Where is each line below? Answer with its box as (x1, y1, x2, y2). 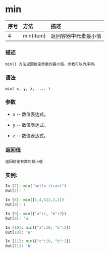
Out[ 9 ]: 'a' (5, 216, 30, 221)
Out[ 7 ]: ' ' (5, 188, 30, 193)
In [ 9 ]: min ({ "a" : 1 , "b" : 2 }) (5, 211, 67, 216)
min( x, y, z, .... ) (5, 86, 51, 91)
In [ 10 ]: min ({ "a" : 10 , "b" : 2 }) (5, 225, 71, 230)
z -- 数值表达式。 (12, 132, 49, 138)
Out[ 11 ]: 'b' (5, 243, 33, 248)
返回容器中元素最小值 (50, 32, 102, 39)
